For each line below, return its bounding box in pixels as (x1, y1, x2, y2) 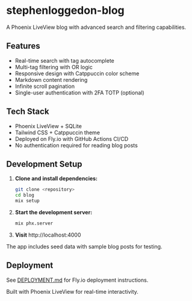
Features (6, 41, 40, 51)
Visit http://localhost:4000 (14, 231, 81, 238)
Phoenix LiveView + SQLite (14, 122, 82, 129)
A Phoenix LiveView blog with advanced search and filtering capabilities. (6, 23, 187, 31)
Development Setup (6, 159, 82, 169)
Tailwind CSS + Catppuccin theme (14, 129, 101, 136)
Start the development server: (14, 209, 93, 216)
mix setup (14, 198, 40, 204)
